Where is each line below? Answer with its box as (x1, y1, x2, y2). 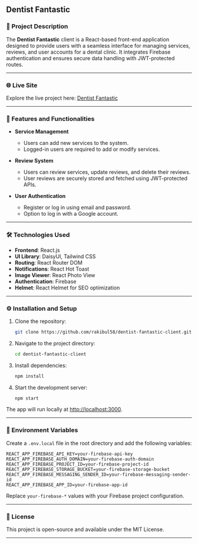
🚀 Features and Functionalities (6, 114, 95, 123)
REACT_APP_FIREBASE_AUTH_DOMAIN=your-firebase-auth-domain (6, 456, 154, 462)
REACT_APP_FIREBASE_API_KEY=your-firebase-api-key (6, 451, 133, 457)
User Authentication (14, 193, 66, 200)
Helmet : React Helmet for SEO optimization (14, 284, 120, 291)
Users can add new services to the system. (23, 140, 128, 147)
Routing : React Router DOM (14, 259, 82, 266)
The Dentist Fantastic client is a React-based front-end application (6, 35, 170, 43)
